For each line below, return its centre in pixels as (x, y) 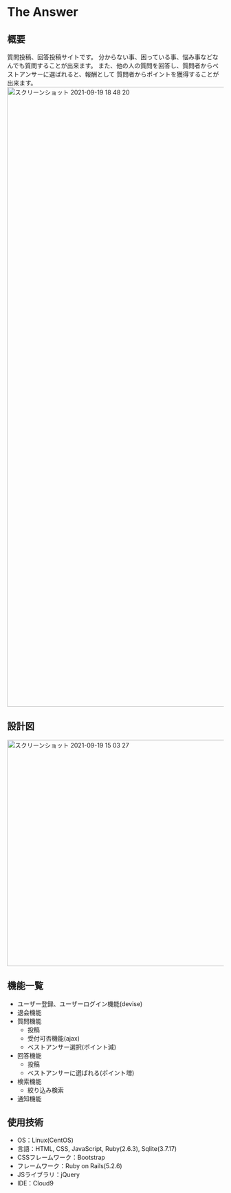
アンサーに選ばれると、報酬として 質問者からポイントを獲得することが (119, 74)
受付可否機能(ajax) (54, 1038)
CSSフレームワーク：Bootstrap (61, 1157)
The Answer (43, 12)
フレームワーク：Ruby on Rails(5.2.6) (69, 1166)
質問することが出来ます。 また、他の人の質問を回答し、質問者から (119, 66)
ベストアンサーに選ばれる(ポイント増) (81, 1072)
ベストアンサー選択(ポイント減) (72, 1047)
